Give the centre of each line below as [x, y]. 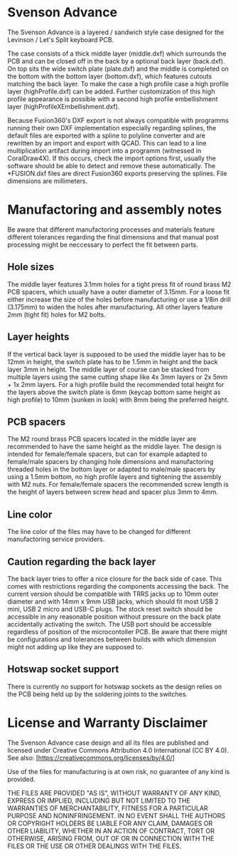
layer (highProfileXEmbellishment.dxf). [64, 106]
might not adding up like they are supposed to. [76, 646]
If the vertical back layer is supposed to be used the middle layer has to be [117, 354]
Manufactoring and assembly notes [115, 210]
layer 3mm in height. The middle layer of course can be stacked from [108, 369]
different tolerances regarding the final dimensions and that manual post [113, 237]
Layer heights [38, 337]
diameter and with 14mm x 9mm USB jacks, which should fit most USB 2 [113, 601]
